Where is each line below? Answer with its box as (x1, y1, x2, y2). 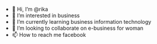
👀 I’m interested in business (11, 12, 80, 19)
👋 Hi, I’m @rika (11, 6, 48, 12)
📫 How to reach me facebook (11, 32, 87, 38)
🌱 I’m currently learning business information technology (11, 18, 152, 25)
